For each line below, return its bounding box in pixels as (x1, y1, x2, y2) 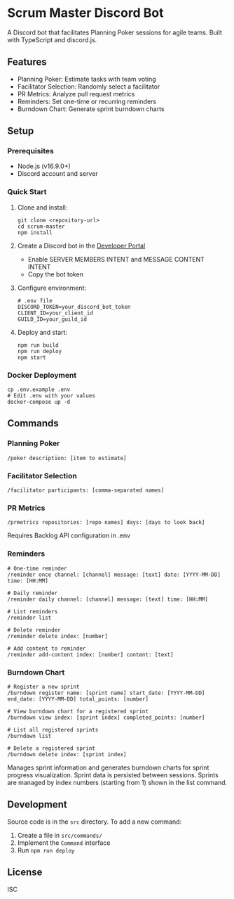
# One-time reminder (7, 565, 68, 572)
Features (7, 56, 47, 68)
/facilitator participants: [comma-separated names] (7, 487, 165, 494)
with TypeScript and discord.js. (7, 35, 97, 44)
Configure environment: (17, 283, 86, 292)
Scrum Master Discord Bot (7, 5, 164, 21)
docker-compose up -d (7, 399, 71, 406)
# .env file (17, 297, 53, 304)
